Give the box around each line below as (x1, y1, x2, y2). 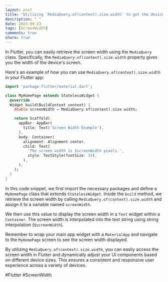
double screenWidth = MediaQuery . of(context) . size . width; (14, 107, 137, 112)
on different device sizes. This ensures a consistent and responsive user (5, 257, 154, 263)
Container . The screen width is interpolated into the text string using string (5, 216, 159, 222)
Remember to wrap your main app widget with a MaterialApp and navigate (5, 231, 158, 237)
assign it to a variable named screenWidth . (5, 201, 91, 207)
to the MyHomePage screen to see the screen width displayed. (5, 237, 128, 243)
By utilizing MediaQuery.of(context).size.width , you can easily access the (5, 246, 159, 252)
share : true (5, 35, 30, 40)
